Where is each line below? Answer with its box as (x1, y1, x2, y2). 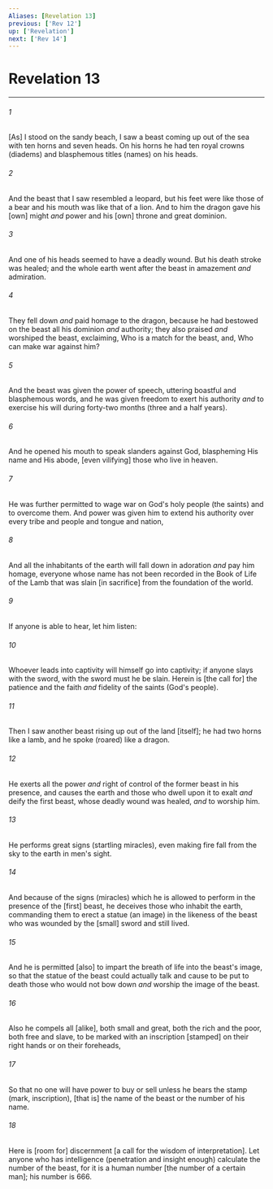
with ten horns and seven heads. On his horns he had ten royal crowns (8, 141, 245, 151)
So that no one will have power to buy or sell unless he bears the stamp (8, 1084, 248, 1095)
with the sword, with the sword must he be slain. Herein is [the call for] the (8, 674, 258, 684)
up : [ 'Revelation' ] (8, 27, 75, 35)
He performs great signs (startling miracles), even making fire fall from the (8, 840, 258, 850)
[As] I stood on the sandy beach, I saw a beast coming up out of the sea (8, 132, 250, 142)
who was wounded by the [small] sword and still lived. (8, 919, 190, 929)
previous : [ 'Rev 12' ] (8, 20, 82, 28)
